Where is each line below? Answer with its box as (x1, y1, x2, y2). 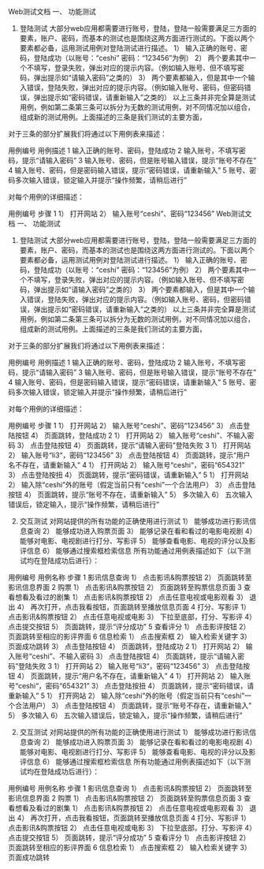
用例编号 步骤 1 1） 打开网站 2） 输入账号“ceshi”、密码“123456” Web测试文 (8, 209, 252, 218)
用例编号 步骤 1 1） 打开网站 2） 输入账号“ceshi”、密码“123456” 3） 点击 (8, 421, 244, 430)
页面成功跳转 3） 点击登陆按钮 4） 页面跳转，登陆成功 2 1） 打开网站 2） (8, 642, 244, 651)
